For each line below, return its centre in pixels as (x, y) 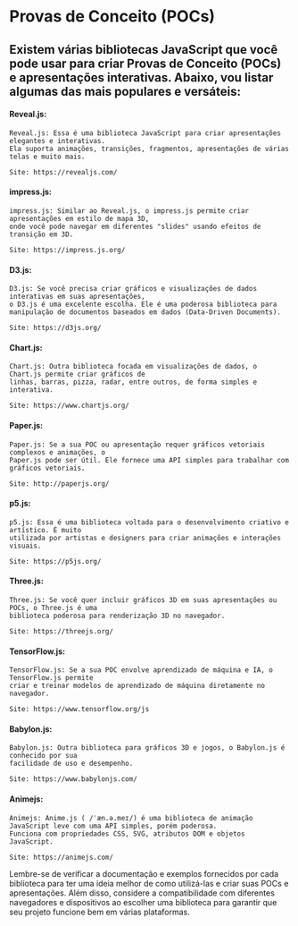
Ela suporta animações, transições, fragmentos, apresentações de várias (149, 149)
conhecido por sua (43, 756)
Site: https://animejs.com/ (62, 857)
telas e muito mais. (48, 157)
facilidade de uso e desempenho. (71, 764)
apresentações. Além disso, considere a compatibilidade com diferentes (142, 893)
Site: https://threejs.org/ (62, 632)
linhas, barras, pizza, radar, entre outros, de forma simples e (133, 382)
